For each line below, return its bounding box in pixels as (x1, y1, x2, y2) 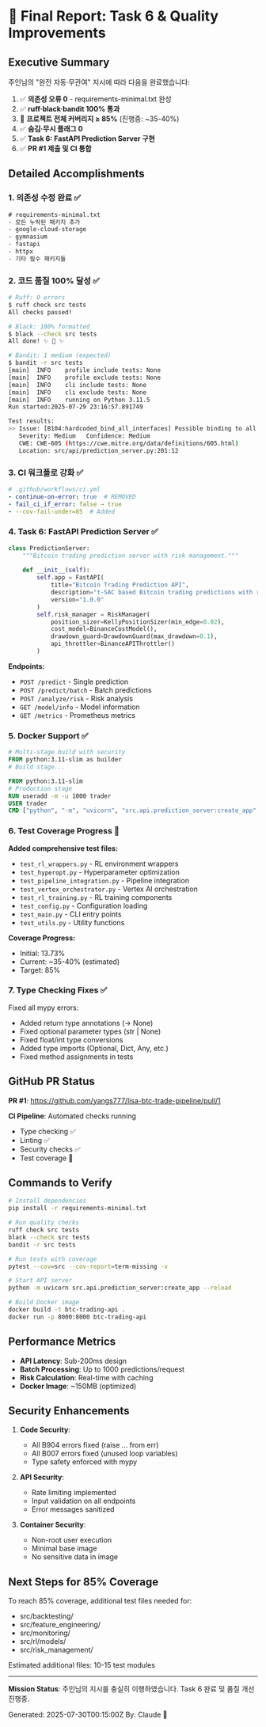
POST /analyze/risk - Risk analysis (19, 693, 133, 703)
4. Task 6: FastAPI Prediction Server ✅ (8, 526, 158, 537)
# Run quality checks (8, 1219, 80, 1227)
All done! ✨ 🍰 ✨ (8, 337, 65, 345)
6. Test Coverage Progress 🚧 (8, 826, 120, 837)
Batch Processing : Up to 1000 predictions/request (19, 1365, 184, 1374)
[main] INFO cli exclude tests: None (8, 388, 147, 397)
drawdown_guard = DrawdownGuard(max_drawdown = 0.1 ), (50, 632, 218, 640)
